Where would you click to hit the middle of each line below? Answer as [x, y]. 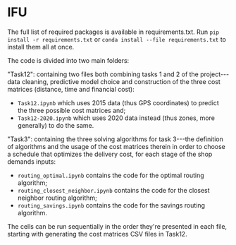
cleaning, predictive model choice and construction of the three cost [121, 81]
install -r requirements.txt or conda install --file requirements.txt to [117, 39]
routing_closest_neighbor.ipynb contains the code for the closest [113, 190]
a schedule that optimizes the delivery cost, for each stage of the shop [110, 154]
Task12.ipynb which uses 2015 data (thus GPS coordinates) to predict [118, 102]
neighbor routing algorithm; [57, 198]
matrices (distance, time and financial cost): [71, 89]
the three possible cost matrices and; [72, 110]
